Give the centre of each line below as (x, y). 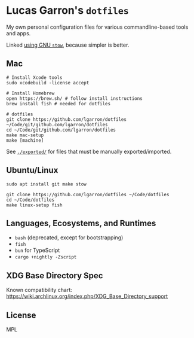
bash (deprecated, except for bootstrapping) (69, 237)
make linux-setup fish (34, 205)
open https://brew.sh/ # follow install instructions (75, 98)
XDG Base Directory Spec (55, 275)
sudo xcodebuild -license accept (48, 83)
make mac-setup (25, 135)
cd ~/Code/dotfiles (30, 200)
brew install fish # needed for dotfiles (58, 103)
